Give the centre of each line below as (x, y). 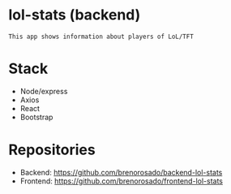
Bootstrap (36, 117)
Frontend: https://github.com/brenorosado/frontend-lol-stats (121, 181)
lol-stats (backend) (75, 15)
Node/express (44, 91)
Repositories (52, 150)
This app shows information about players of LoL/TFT (101, 37)
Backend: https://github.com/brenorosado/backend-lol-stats (121, 172)
